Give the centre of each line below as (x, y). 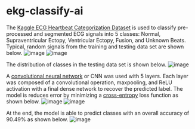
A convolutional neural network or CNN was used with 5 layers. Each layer (97, 76)
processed (19, 33)
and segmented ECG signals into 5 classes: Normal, (97, 33)
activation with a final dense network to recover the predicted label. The (95, 88)
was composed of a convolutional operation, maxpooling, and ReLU (89, 82)
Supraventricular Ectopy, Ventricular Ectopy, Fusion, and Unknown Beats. (96, 40)
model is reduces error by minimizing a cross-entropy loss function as (92, 95)
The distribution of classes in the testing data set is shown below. (86, 64)
